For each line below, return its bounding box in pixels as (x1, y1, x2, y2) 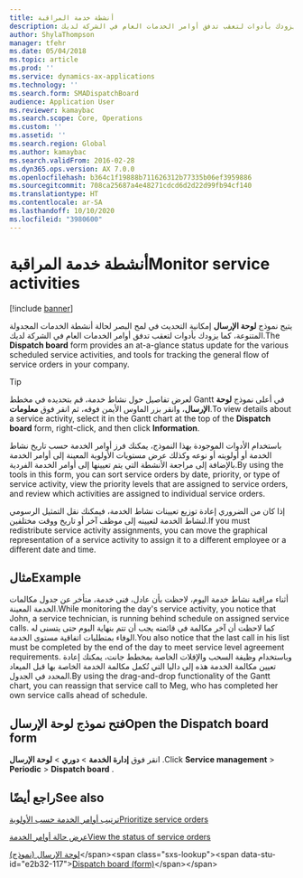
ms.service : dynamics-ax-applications (9, 72, 155, 81)
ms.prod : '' (9, 64, 54, 73)
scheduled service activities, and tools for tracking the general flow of (9, 349, 270, 360)
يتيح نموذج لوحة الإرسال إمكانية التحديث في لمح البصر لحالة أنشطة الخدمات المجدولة (9, 320, 293, 331)
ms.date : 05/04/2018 (9, 47, 87, 56)
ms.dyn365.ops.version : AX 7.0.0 (9, 164, 135, 173)
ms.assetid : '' (9, 131, 67, 140)
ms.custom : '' (9, 123, 63, 132)
